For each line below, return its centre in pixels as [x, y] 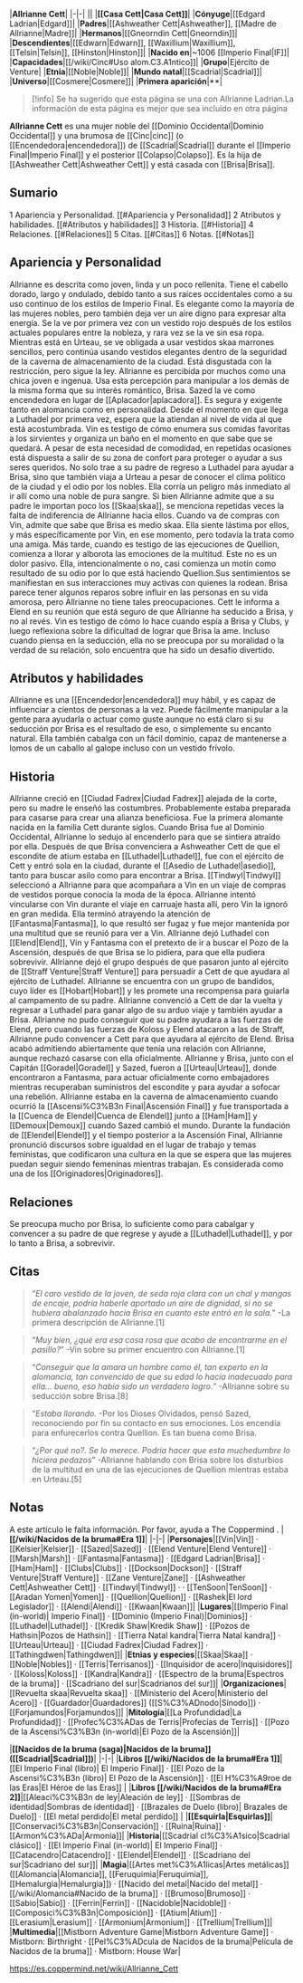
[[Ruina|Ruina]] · [196, 1825]
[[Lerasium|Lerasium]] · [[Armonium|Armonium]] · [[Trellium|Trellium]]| [141, 1922]
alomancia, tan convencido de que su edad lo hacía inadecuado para [162, 1376]
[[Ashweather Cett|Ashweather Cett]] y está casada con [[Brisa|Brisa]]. [142, 164]
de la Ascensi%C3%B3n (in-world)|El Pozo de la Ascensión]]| [124, 1731]
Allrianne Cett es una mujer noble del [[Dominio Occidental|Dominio [137, 126]
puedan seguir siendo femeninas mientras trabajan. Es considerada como [147, 1164]
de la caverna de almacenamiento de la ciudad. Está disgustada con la [141, 361]
